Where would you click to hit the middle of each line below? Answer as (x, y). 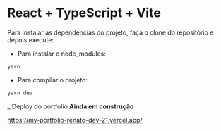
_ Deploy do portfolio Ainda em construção (71, 106)
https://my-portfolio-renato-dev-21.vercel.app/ (75, 120)
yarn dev (20, 93)
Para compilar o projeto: (53, 80)
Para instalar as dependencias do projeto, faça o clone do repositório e (110, 32)
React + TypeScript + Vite (84, 13)
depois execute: (31, 39)
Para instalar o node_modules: (61, 54)
